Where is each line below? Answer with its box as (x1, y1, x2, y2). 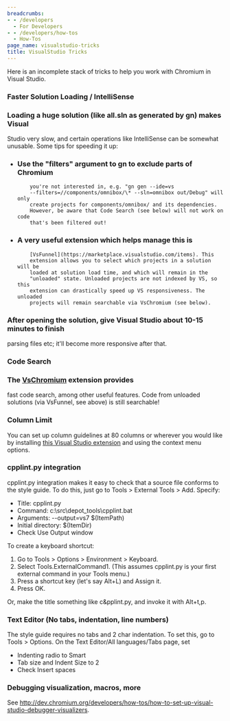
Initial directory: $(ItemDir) (16, 521, 92, 529)
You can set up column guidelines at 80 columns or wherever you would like (7, 431, 223, 439)
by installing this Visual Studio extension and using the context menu (7, 438, 202, 446)
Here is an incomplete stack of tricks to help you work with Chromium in (7, 67, 211, 76)
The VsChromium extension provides (7, 375, 134, 384)
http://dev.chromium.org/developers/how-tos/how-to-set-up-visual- (19, 698, 214, 707)
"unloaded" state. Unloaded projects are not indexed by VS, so (30, 275, 218, 282)
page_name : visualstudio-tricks (7, 42, 100, 49)
